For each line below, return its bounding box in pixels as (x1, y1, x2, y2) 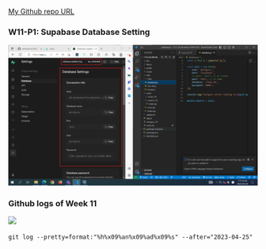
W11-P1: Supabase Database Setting (8, 26, 150, 37)
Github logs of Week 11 (8, 197, 97, 209)
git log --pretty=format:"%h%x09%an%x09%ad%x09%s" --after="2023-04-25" (8, 233, 253, 241)
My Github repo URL (8, 7, 75, 16)
